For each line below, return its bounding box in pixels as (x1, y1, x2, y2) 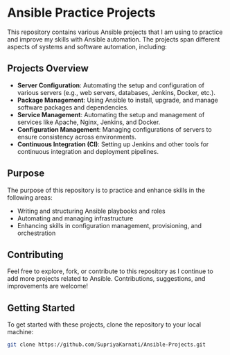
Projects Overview (7, 62, 89, 74)
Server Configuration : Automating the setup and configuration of (17, 81, 204, 89)
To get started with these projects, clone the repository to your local (7, 320, 202, 329)
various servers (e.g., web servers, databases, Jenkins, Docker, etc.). (17, 88, 216, 96)
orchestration (17, 229, 56, 237)
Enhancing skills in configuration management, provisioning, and (17, 221, 202, 230)
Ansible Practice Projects (7, 5, 156, 21)
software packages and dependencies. (17, 103, 130, 112)
